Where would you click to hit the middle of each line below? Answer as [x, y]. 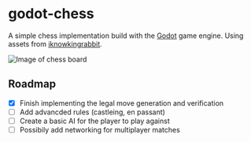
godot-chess [51, 14]
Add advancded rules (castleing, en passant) [92, 112]
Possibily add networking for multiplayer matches [100, 129]
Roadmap [32, 84]
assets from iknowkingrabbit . [55, 43]
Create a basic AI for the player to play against [95, 121]
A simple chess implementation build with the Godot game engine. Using [126, 35]
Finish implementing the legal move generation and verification [122, 103]
